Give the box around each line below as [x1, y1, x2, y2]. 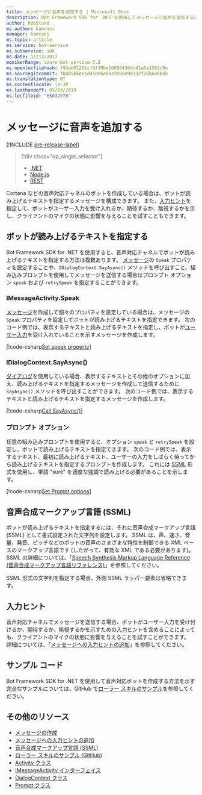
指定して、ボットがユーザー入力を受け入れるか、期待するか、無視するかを [6, 204, 191, 211]
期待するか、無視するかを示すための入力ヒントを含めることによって [26, 626, 195, 633]
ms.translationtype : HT [6, 76, 66, 82]
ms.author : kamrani [6, 25, 55, 32]
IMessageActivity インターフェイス [14, 766, 101, 774]
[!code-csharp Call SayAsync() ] [6, 407, 83, 414]
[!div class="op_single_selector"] [20, 152, 103, 160]
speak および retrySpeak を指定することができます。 [13, 278, 142, 286]
